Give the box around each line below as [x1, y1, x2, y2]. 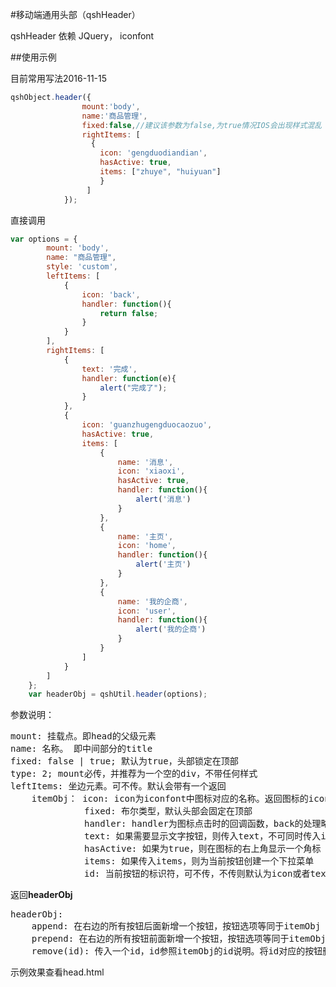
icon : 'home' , [117, 541, 177, 551]
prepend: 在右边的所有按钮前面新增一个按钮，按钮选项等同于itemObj [31, 933, 327, 945]
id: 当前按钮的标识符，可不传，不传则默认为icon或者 [84, 868, 311, 880]
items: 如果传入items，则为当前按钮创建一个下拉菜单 [84, 856, 315, 867]
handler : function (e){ [81, 373, 177, 383]
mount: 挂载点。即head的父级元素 [10, 731, 157, 742]
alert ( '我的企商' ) [135, 624, 207, 635]
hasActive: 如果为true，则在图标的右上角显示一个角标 [84, 843, 322, 855]
